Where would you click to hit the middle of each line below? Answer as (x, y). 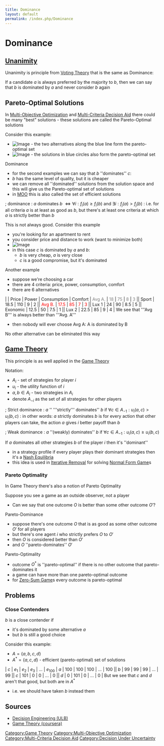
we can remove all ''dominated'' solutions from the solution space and (83, 184)
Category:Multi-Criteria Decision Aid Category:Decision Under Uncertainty (80, 738)
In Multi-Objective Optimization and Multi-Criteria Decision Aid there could (80, 115)
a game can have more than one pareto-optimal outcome (70, 575)
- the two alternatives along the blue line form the (81, 144)
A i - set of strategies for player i (44, 380)
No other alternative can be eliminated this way (53, 334)
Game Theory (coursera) (37, 723)
